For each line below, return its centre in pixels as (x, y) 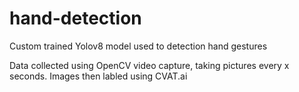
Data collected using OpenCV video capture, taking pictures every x (149, 65)
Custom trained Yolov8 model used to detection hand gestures (138, 46)
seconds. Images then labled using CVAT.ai (98, 76)
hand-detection (75, 18)
